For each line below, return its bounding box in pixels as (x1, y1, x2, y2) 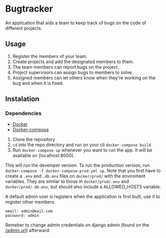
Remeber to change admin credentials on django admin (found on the (5, 222, 149, 228)
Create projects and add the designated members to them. (12, 59, 134, 65)
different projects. (5, 25, 42, 31)
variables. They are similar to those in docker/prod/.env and (5, 178, 129, 184)
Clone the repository (12, 136, 55, 142)
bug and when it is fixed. (12, 80, 64, 86)
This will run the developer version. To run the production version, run (5, 162, 150, 168)
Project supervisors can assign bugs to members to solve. (12, 69, 133, 75)
